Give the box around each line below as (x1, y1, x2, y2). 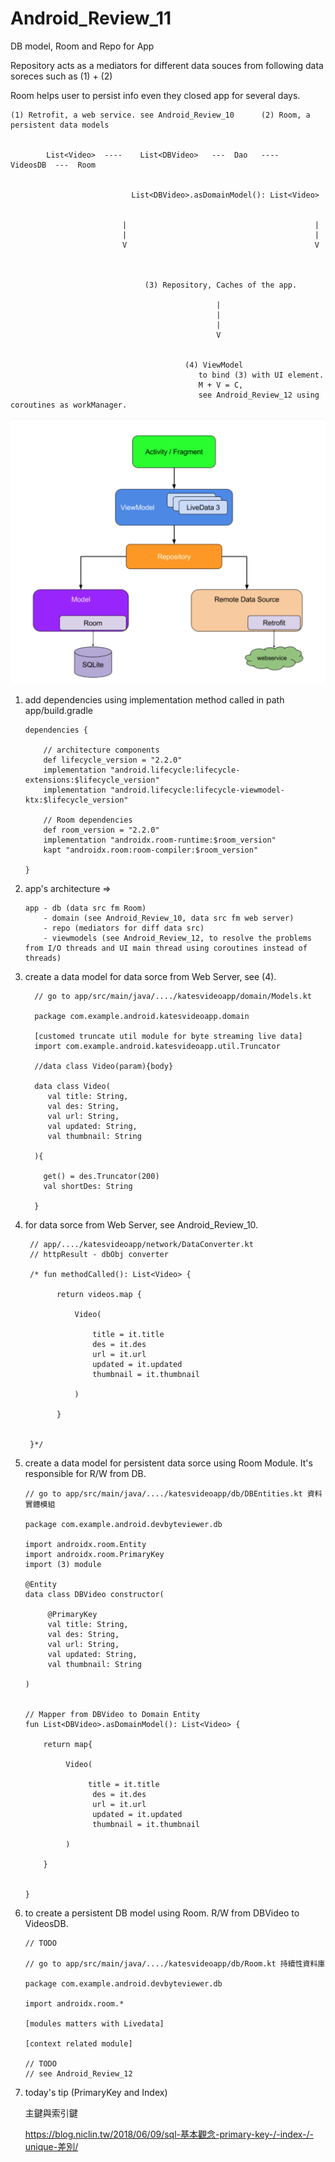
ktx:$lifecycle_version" (24, 795, 129, 806)
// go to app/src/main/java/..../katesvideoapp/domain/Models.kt (34, 992, 312, 1002)
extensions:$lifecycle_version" (24, 775, 160, 786)
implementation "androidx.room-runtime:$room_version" (43, 835, 277, 846)
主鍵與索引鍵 (24, 2107, 78, 2119)
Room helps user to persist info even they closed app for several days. (10, 89, 301, 101)
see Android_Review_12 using (198, 390, 320, 400)
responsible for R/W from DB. (24, 1468, 147, 1480)
